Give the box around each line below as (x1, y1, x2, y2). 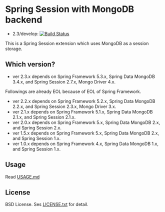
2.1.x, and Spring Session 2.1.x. (12, 114, 76, 120)
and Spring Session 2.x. (12, 124, 61, 130)
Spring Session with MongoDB (5, 3, 134, 15)
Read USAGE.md (5, 173, 40, 179)
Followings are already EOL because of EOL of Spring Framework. (5, 88, 141, 94)
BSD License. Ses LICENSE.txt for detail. (5, 201, 88, 207)
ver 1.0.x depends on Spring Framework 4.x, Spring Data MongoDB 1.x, (12, 140, 159, 146)
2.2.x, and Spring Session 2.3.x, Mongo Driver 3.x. (12, 103, 116, 109)
